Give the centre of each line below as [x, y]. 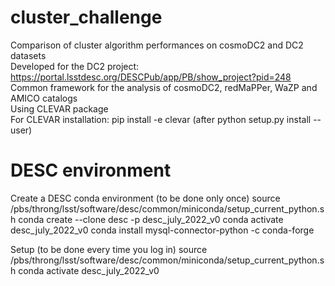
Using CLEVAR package [59, 108]
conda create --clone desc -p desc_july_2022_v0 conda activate [151, 219]
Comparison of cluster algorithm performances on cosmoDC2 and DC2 [157, 45]
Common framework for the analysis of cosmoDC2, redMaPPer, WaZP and [164, 87]
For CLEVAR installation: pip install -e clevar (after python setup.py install [161, 119]
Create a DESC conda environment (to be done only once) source [145, 198]
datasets [28, 55]
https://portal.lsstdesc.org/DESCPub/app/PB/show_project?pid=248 [151, 77]
